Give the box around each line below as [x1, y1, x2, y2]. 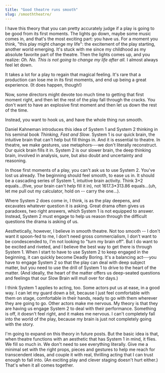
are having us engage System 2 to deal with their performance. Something [5, 306, 157, 311]
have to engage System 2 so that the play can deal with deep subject [5, 259, 145, 265]
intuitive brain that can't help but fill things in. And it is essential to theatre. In [5, 136, 161, 143]
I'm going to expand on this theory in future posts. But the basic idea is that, [5, 331, 159, 337]
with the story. [5, 321, 34, 327]
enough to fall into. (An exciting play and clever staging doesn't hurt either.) [5, 357, 159, 363]
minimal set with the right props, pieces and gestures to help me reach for [5, 346, 155, 352]
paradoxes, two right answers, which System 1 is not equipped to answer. [5, 208, 154, 214]
